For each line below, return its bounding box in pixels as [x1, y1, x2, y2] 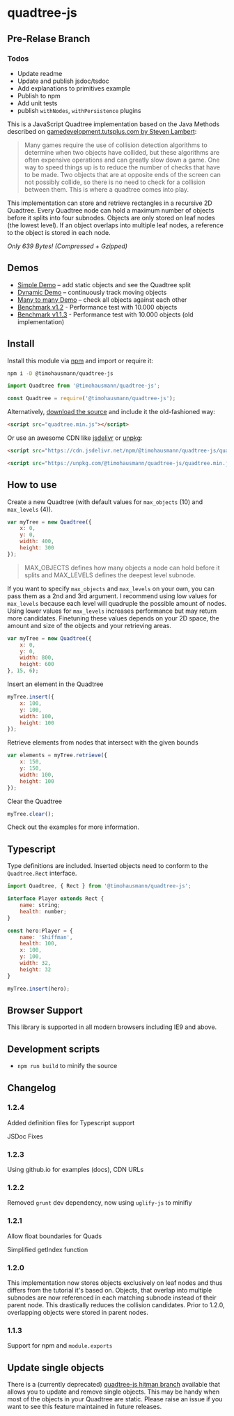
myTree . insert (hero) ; [7, 985, 70, 992]
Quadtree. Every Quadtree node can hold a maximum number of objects [7, 206, 214, 214]
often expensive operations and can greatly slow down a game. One [24, 155, 220, 164]
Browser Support [7, 1004, 84, 1016]
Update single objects [7, 1362, 104, 1373]
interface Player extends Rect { [7, 895, 104, 902]
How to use [7, 479, 57, 491]
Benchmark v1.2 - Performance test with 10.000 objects [17, 303, 178, 311]
